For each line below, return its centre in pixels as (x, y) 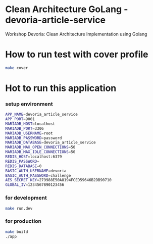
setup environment (29, 104)
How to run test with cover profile (77, 55)
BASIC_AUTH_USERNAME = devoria (36, 171)
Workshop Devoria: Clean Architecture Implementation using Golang (76, 34)
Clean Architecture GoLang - (67, 9)
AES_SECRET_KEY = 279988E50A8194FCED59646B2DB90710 (59, 180)
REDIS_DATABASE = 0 (23, 166)
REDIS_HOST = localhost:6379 (34, 157)
